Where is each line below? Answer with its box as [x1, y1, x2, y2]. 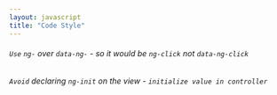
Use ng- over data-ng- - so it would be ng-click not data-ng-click [9, 48, 249, 59]
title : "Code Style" [9, 21, 86, 30]
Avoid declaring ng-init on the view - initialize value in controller [9, 76, 268, 86]
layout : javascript [9, 12, 82, 22]
